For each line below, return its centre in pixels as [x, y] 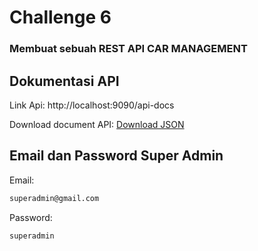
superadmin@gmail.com [54, 198]
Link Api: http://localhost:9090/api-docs [92, 105]
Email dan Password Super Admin [116, 156]
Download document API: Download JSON [97, 124]
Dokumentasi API [64, 81]
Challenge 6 [60, 17]
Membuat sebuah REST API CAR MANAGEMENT [128, 49]
